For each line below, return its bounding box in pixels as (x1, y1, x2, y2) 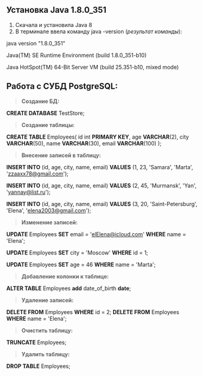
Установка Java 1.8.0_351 (6, 5, 107, 15)
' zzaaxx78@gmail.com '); (6, 170, 69, 177)
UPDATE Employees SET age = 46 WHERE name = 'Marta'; (6, 261, 156, 268)
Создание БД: (21, 98, 60, 105)
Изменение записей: (21, 218, 78, 226)
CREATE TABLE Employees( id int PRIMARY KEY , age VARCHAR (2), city (6, 133, 190, 140)
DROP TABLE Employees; (6, 362, 70, 370)
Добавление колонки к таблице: (21, 272, 109, 280)
